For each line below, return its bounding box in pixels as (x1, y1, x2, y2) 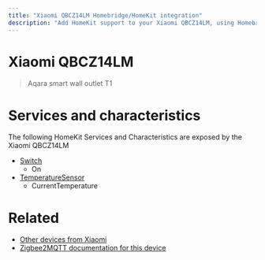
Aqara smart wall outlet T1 (27, 79, 113, 88)
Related (8, 209, 59, 227)
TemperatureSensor (19, 173, 85, 182)
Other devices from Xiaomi (19, 235, 107, 244)
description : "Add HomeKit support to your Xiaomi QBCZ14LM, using (8, 19, 235, 27)
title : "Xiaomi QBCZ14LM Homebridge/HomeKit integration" (8, 11, 203, 20)
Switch (19, 156, 43, 165)
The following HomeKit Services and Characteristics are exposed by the (8, 132, 243, 142)
